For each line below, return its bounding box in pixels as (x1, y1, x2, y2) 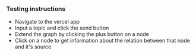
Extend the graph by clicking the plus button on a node (14, 31, 150, 38)
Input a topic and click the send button (14, 24, 109, 31)
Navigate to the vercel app (14, 18, 80, 25)
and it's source (14, 43, 52, 50)
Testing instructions (6, 5, 66, 13)
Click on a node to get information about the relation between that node (14, 37, 190, 44)
